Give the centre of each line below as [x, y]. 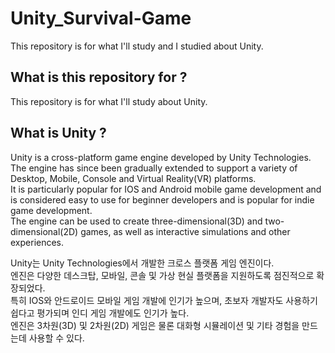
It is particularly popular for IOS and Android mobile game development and [166, 189]
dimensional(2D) [44, 231]
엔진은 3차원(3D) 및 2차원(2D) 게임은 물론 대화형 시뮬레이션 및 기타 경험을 [155, 325]
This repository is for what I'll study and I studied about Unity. [137, 46]
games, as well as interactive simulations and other [185, 231]
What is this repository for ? [99, 77]
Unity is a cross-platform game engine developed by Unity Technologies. [161, 157]
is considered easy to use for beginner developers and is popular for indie [162, 199]
